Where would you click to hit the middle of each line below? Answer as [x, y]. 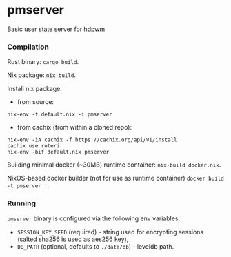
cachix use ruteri [33, 146]
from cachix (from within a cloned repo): [74, 127]
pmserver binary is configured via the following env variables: [94, 218]
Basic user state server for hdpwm [56, 29]
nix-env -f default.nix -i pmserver [60, 115]
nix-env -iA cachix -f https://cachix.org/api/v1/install [92, 140]
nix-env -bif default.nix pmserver [58, 152]
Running [22, 203]
